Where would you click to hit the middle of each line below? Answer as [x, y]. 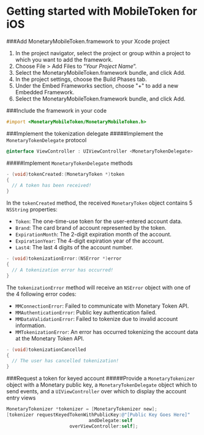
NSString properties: [32, 210]
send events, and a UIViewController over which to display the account [96, 391]
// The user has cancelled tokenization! [66, 361]
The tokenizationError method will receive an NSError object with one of [99, 287]
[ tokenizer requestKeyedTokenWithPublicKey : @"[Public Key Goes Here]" [98, 415]
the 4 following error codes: [41, 294]
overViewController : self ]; [104, 426]
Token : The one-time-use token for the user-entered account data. [99, 221]
